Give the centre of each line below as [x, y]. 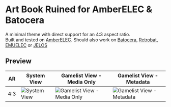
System [36, 75]
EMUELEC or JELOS [26, 45]
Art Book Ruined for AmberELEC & [79, 9]
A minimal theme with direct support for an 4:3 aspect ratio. [68, 34]
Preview [19, 61]
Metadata [138, 82]
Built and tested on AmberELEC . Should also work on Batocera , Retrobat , [82, 40]
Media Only [81, 82]
